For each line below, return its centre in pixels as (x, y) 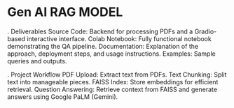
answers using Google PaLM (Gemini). (63, 97)
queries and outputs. (37, 61)
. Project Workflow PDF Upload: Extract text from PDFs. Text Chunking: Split (117, 75)
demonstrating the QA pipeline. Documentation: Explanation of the (103, 46)
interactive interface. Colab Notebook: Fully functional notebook (119, 38)
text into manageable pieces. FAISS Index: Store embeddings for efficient (113, 82)
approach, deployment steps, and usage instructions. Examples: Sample (111, 54)
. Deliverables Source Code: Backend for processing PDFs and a (100, 31)
